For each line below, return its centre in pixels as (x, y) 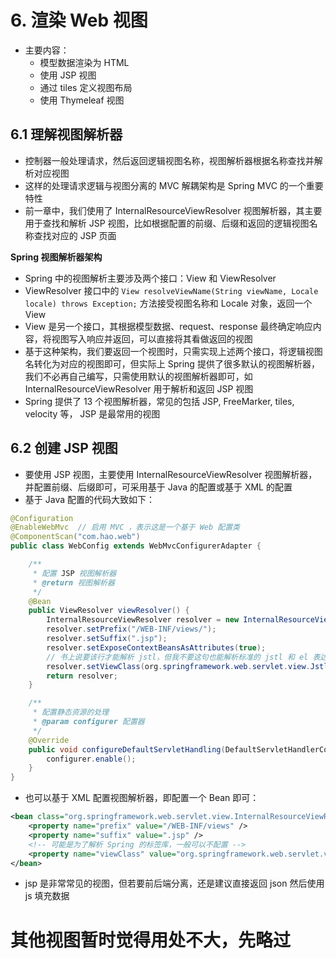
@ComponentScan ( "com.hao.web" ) (75, 537)
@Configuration (42, 518)
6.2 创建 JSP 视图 (64, 448)
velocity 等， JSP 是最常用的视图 (92, 413)
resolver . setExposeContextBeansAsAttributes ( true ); (156, 647)
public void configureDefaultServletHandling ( (127, 749)
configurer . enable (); (91, 759)
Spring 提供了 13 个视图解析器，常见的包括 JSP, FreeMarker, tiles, (159, 401)
